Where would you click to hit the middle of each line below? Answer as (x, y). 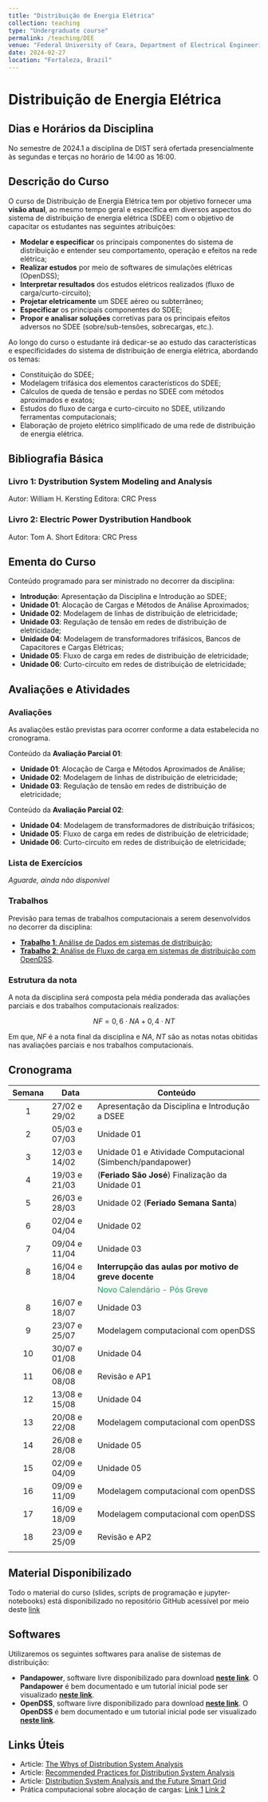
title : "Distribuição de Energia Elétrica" (82, 16)
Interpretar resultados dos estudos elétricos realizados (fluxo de (127, 284)
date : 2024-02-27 (37, 53)
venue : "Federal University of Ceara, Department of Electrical (117, 45)
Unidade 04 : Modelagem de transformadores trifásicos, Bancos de (130, 639)
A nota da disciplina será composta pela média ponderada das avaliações (129, 997)
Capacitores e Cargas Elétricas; (72, 648)
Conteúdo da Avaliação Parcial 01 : (65, 754)
